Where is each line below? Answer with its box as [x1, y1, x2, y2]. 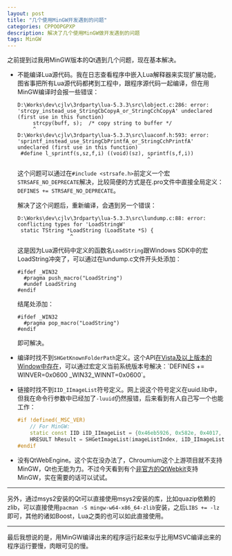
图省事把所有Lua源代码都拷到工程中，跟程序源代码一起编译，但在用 [17, 79, 209, 87]
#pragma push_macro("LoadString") [23, 275, 123, 282]
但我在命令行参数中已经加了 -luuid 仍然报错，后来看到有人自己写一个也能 [17, 394, 224, 402]
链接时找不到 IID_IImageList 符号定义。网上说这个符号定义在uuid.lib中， [17, 386, 221, 394]
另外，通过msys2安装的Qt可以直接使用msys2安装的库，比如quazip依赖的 [7, 494, 216, 503]
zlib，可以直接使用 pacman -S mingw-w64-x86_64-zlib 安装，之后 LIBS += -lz [7, 503, 220, 511]
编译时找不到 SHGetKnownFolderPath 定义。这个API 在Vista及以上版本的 [17, 354, 213, 362]
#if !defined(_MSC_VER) [17, 417, 86, 424]
